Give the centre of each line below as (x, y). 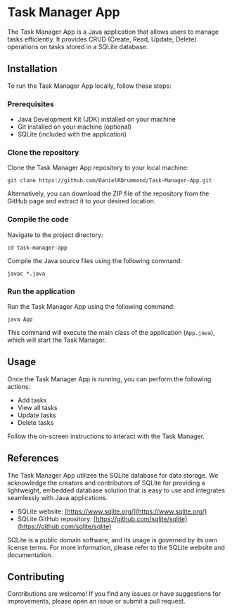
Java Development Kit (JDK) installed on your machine (96, 120)
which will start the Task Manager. (57, 340)
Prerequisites (31, 104)
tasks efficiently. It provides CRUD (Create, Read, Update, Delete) (102, 39)
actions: (19, 386)
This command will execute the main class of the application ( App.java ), (111, 332)
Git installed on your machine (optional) (75, 127)
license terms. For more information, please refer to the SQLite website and (116, 547)
